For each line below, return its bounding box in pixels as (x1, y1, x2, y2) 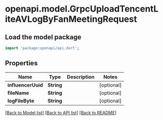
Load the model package (5, 33, 82, 41)
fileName (7, 90, 29, 96)
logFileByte (7, 97, 35, 104)
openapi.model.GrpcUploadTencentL (5, 3, 159, 15)
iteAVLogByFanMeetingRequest (5, 14, 137, 25)
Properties (5, 59, 38, 67)
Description (67, 74, 95, 80)
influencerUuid (7, 81, 43, 88)
